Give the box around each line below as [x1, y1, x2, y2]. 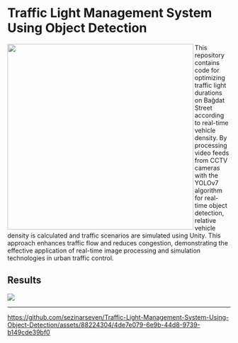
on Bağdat [194, 95, 225, 104]
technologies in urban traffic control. [7, 253, 114, 262]
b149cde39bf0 [7, 327, 51, 337]
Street [194, 103, 212, 112]
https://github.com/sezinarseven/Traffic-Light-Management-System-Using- [7, 313, 229, 321]
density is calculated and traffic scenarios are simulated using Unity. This [7, 231, 221, 240]
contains [194, 58, 220, 66]
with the [194, 171, 218, 180]
